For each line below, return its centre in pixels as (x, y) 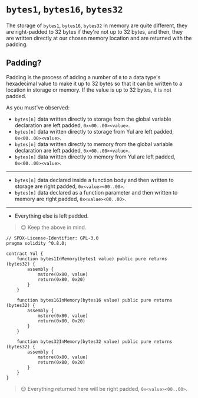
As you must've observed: (38, 107)
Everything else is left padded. (52, 216)
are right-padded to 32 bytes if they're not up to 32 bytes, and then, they (95, 31)
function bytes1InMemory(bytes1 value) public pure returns (92, 259)
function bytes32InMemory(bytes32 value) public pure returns (95, 342)
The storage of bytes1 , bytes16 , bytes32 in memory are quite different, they (97, 25)
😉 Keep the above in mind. (53, 227)
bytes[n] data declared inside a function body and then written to (94, 180)
